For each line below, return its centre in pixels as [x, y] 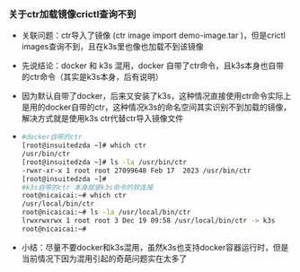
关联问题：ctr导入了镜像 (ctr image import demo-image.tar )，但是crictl [154, 35]
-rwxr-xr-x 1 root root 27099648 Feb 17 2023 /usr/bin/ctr [136, 171]
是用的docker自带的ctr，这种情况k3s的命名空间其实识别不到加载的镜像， [156, 107]
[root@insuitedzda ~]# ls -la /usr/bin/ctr [104, 162]
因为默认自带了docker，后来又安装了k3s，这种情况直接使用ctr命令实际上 [156, 96]
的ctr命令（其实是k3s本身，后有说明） [92, 77]
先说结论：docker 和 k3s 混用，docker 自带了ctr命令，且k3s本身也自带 [153, 66]
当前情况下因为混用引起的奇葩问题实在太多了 [104, 259]
